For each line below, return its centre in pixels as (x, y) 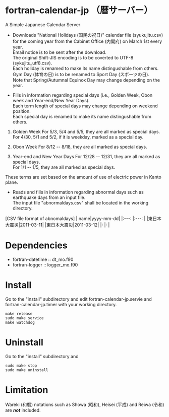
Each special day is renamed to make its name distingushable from (82, 116)
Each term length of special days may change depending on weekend (85, 106)
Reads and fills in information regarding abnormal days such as (78, 192)
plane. (12, 182)
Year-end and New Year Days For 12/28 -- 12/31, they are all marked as (86, 156)
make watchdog (20, 322)
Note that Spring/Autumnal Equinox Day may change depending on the (86, 80)
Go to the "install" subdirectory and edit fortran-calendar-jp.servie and (79, 299)
